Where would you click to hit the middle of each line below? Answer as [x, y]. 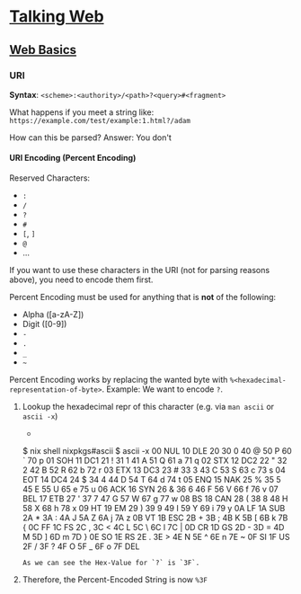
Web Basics [43, 50]
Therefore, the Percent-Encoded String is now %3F [115, 580]
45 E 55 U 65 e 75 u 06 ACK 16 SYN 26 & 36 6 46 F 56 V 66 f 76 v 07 [150, 489]
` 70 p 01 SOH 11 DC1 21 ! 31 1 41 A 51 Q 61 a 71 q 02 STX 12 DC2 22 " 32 [155, 461]
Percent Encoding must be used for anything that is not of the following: [143, 297]
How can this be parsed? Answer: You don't [91, 137]
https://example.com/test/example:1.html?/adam [100, 120]
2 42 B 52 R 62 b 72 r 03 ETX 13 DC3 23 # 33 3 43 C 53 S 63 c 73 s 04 [154, 470]
